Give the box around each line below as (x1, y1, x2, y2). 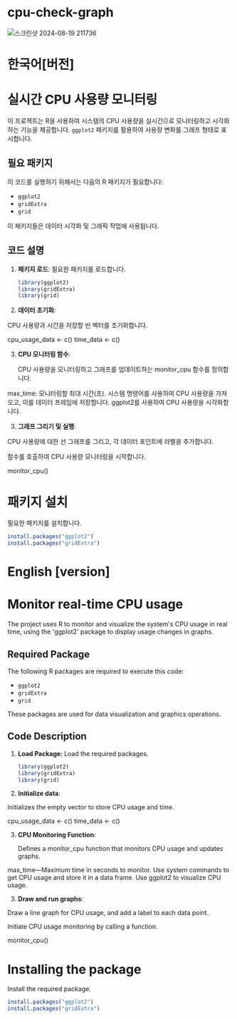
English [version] (7, 564, 110, 580)
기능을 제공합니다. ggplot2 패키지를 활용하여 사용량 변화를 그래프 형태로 (20, 125, 220, 134)
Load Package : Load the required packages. (17, 749, 149, 757)
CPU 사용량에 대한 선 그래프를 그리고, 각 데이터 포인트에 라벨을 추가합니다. (7, 438, 214, 446)
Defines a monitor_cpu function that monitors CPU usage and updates (17, 844, 223, 853)
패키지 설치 (7, 494, 68, 510)
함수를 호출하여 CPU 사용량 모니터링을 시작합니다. (7, 452, 146, 461)
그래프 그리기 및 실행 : (17, 422, 76, 431)
